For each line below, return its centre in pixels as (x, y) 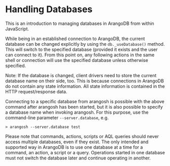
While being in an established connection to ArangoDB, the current (75, 39)
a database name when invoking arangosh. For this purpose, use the (77, 112)
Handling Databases (49, 9)
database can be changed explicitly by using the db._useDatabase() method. (85, 44)
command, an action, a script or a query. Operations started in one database (85, 152)
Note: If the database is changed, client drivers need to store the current (81, 75)
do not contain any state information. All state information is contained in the (85, 86)
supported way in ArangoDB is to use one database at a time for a (74, 147)
